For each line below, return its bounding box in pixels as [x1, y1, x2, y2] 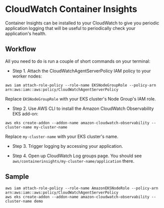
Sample [5, 173, 29, 181]
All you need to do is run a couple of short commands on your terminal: [5, 58, 151, 64]
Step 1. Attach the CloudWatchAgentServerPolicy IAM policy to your [12, 68, 151, 74]
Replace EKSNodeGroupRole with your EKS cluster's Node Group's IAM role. [5, 96, 156, 102]
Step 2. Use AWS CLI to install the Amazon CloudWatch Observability [12, 105, 154, 111]
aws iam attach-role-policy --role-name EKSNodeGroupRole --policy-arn [5, 83, 156, 88]
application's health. [5, 30, 47, 36]
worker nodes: [12, 73, 42, 79]
